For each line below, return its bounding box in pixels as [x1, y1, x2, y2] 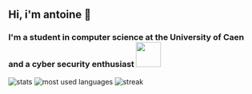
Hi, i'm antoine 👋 [8, 8, 92, 22]
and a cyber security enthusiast [8, 59, 134, 70]
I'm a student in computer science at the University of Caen [8, 32, 245, 43]
